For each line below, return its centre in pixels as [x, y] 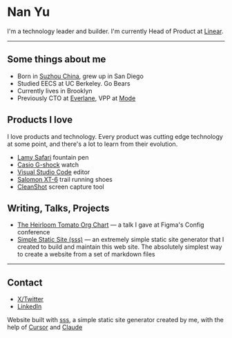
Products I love [40, 120]
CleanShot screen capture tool [61, 187]
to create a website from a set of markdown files [86, 254]
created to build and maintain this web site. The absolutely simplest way [119, 247]
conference [33, 232]
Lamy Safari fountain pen [53, 157]
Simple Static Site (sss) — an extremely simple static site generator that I [120, 240]
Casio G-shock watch [48, 165]
